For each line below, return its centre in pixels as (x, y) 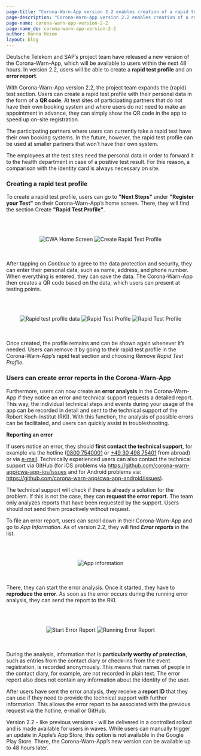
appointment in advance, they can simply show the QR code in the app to (96, 113)
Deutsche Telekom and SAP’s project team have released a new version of (98, 57)
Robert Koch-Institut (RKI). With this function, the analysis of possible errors (100, 416)
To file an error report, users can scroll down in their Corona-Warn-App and (99, 521)
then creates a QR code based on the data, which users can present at (93, 283)
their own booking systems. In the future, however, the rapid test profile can (100, 138)
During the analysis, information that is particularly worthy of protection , (97, 654)
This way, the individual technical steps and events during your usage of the (100, 404)
